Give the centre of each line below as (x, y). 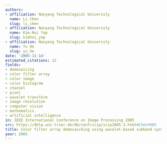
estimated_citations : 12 (31, 60)
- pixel (13, 93)
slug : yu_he (22, 51)
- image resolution (25, 102)
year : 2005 (16, 134)
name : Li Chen (24, 19)
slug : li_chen (24, 24)
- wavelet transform (27, 97)
